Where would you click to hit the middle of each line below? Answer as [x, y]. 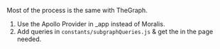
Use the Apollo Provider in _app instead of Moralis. [91, 24]
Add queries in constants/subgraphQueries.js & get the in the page [115, 32]
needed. [29, 39]
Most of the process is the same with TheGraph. [77, 10]
